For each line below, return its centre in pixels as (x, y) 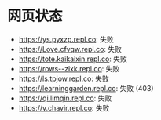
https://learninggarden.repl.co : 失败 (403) (86, 88)
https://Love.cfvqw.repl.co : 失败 (70, 49)
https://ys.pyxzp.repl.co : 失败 (66, 39)
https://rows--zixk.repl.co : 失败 (69, 68)
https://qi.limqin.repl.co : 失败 (65, 98)
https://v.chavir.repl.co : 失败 (64, 107)
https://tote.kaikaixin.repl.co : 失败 (73, 59)
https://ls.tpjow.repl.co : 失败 (64, 78)
